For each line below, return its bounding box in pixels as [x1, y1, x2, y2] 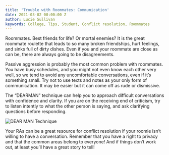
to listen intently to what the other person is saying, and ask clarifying [5, 103, 150, 109]
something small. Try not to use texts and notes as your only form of [5, 77, 147, 83]
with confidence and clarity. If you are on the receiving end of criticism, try [5, 98, 160, 104]
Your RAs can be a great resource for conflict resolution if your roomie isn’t [5, 128, 161, 134]
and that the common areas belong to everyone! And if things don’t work [5, 139, 156, 145]
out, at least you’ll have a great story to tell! [5, 144, 95, 150]
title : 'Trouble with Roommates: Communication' [5, 7, 109, 13]
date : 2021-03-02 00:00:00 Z [5, 12, 67, 17]
